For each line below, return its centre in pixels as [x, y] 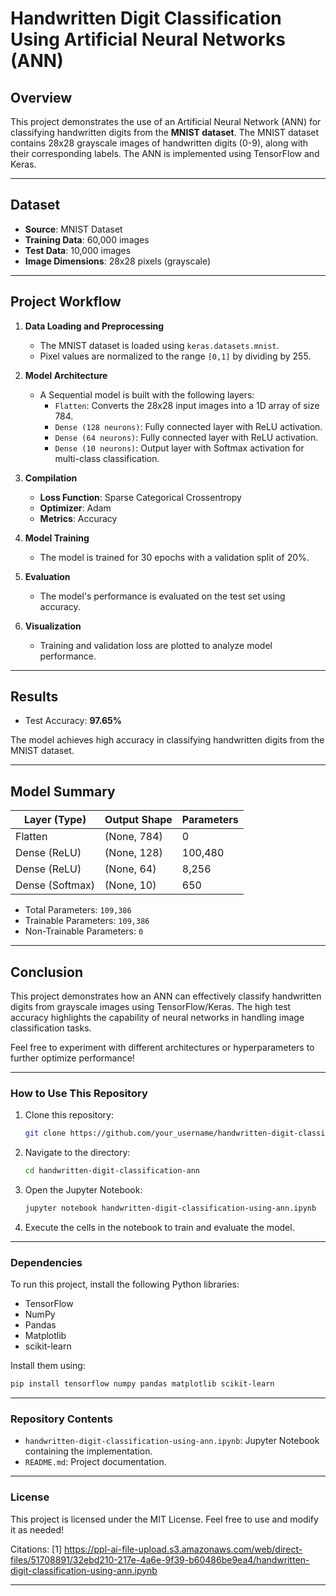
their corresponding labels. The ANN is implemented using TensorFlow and [165, 153]
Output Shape [138, 820]
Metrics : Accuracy [78, 518]
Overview [41, 97]
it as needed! [37, 1529]
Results [34, 697]
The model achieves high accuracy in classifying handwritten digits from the [167, 740]
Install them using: [48, 1366]
